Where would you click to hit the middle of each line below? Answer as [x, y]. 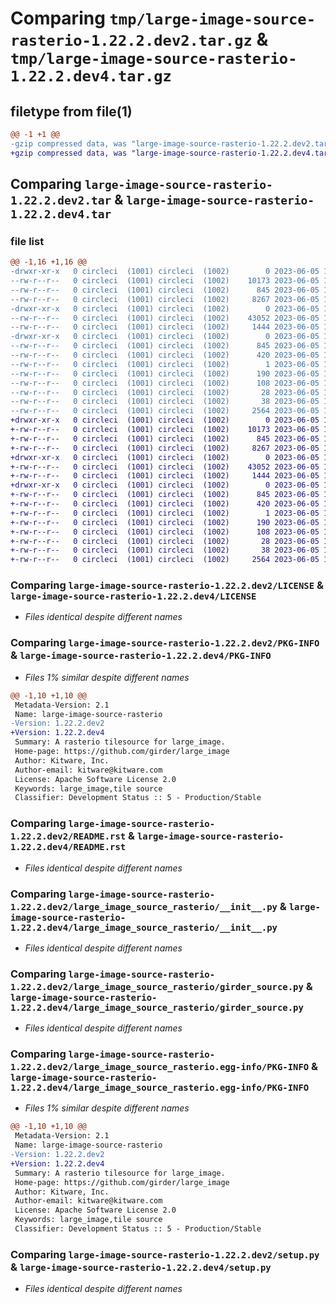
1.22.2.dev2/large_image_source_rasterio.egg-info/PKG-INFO [160, 1067]
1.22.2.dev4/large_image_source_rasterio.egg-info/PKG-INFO [160, 1088]
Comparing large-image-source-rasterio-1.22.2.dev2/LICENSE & [167, 585]
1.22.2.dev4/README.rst [68, 847]
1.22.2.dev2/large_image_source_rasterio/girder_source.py [157, 986]
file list [27, 241]
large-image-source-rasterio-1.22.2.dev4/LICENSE [133, 596]
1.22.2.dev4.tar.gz [91, 76]
